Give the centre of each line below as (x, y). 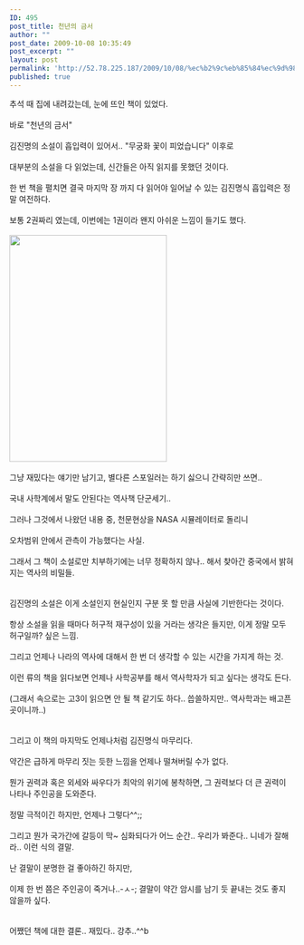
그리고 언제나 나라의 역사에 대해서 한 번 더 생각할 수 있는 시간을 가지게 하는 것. (147, 656)
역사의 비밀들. (50, 572)
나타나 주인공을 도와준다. (53, 794)
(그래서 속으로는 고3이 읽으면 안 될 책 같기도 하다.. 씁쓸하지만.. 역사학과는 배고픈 (151, 698)
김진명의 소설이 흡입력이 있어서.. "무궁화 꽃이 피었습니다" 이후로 (122, 145)
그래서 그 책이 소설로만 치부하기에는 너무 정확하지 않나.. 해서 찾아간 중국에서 (143, 561)
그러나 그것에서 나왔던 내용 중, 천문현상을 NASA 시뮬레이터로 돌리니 (129, 519)
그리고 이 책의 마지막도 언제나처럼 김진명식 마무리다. (101, 740)
